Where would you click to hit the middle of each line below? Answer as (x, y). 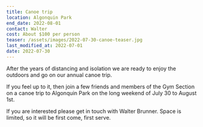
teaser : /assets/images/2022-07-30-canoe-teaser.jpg (74, 40)
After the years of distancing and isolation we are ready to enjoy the (91, 68)
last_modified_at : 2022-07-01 (45, 46)
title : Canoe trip (29, 12)
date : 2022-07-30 (28, 51)
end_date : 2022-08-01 (34, 23)
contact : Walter (27, 29)
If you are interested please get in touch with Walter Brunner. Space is (94, 111)
